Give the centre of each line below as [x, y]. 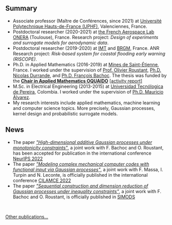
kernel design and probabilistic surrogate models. [65, 114]
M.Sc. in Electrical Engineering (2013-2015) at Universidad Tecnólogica [88, 86]
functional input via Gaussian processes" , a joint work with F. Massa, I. [88, 170]
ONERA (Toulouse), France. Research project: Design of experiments [85, 37]
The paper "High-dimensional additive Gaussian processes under [82, 142]
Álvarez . [22, 97]
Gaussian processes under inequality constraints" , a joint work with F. [87, 191]
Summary [21, 8]
